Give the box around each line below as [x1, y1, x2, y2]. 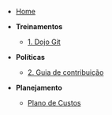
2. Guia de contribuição [27, 68, 104, 77]
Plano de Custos [27, 98, 81, 107]
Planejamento [15, 83, 63, 92]
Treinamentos [15, 22, 63, 31]
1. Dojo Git [27, 37, 61, 46]
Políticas [15, 53, 46, 61]
